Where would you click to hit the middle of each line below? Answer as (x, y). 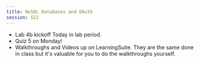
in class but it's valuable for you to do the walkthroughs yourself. (95, 53)
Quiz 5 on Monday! (39, 41)
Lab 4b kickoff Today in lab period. (58, 34)
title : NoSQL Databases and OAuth (50, 12)
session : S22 (23, 17)
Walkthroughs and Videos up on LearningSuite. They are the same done (104, 47)
